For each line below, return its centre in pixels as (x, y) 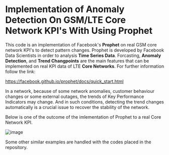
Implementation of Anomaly (65, 9)
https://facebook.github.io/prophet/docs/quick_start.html (64, 81)
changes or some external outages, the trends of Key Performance (75, 96)
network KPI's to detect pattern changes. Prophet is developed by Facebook (85, 50)
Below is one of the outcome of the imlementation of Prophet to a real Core (83, 117)
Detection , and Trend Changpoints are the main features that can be (77, 61)
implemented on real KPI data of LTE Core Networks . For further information (85, 66)
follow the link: (20, 71)
